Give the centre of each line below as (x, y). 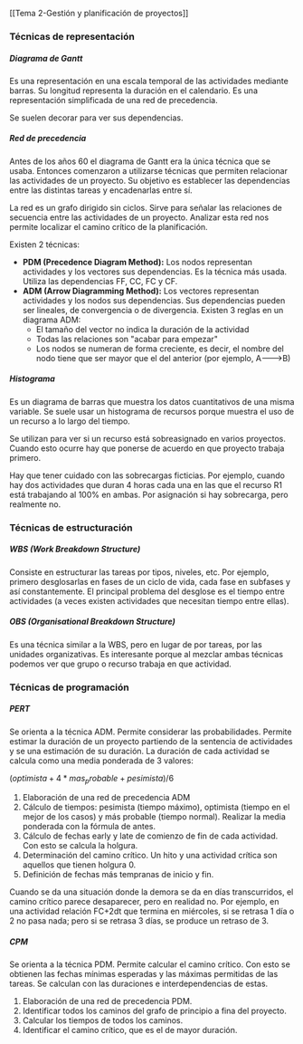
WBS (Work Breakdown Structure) (75, 549)
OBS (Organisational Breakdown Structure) (93, 622)
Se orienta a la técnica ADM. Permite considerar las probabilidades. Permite (151, 732)
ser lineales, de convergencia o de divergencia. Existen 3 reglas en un (153, 310)
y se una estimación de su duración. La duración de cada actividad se (139, 751)
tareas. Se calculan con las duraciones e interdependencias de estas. (139, 984)
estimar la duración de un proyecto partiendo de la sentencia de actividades (151, 741)
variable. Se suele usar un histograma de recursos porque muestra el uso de (152, 411)
